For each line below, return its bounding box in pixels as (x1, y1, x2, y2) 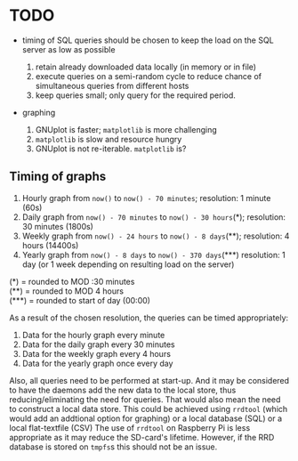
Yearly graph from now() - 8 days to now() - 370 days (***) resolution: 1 (21, 249, 286, 260)
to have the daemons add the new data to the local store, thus (9, 384, 237, 395)
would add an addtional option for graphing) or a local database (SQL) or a (9, 413, 283, 424)
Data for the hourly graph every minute (21, 329, 165, 340)
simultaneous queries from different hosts (35, 80, 189, 91)
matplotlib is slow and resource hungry (35, 133, 182, 144)
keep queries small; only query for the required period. (35, 90, 236, 101)
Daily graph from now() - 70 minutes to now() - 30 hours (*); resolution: (21, 211, 286, 222)
